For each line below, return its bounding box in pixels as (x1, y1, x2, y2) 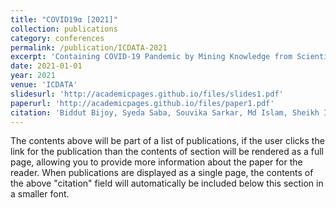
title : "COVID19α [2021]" (10, 14, 118, 25)
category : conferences (10, 33, 105, 43)
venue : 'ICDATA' (10, 80, 78, 90)
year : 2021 (10, 71, 56, 81)
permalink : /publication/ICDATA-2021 (10, 42, 168, 53)
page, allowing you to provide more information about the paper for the (10, 156, 303, 168)
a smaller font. (10, 188, 70, 200)
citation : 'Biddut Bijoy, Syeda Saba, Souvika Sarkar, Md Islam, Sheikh (10, 107, 320, 118)
